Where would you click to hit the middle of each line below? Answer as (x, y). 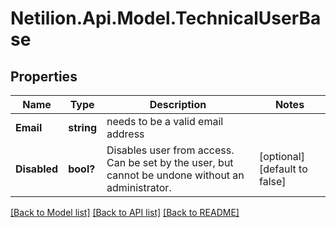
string (82, 127)
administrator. (139, 187)
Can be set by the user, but (170, 162)
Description (178, 104)
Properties (44, 76)
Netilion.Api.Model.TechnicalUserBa (166, 18)
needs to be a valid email (165, 121)
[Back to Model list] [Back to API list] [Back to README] (125, 212)
